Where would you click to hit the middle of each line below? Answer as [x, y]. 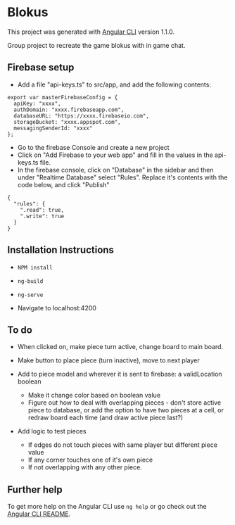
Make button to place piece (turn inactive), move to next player [109, 360]
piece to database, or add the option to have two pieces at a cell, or [126, 410]
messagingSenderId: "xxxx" [53, 128]
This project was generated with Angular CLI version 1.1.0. [91, 32]
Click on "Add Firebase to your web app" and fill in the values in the [115, 155]
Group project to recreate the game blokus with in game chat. [96, 45]
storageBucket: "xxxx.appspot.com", [67, 122]
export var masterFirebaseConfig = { [63, 97]
